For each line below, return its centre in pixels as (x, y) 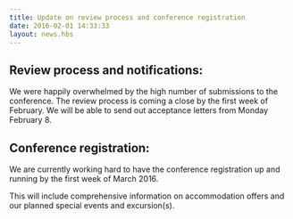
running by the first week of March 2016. (84, 178)
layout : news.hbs (42, 34)
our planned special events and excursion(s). (92, 205)
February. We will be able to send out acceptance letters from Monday (139, 110)
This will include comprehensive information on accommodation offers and (147, 196)
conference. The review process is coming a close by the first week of (139, 101)
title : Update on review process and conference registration (127, 17)
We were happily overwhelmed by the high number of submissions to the (144, 92)
